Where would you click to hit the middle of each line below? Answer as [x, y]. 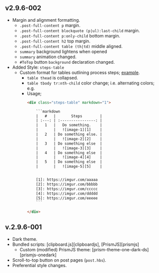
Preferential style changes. [39, 265]
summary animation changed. [48, 57]
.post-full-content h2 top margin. [55, 41]
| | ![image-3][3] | [69, 148]
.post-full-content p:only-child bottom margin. [70, 36]
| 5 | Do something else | [69, 162]
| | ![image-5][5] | [69, 167]
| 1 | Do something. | [69, 125]
